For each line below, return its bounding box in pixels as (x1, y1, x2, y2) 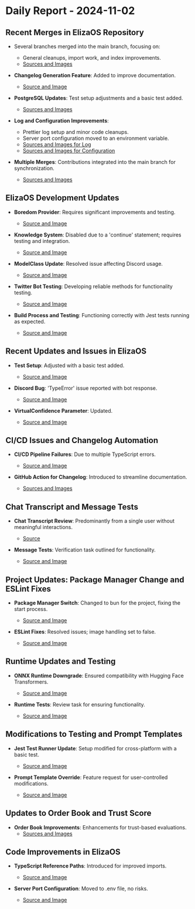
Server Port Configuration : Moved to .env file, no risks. (13, 885, 149, 892)
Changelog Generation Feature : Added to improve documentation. (13, 72, 176, 78)
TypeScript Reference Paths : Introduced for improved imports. (13, 862, 167, 870)
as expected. (13, 318, 46, 325)
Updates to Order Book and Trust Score (5, 808, 152, 818)
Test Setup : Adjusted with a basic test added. (13, 362, 125, 369)
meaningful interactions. (13, 524, 73, 531)
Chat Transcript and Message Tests (5, 502, 139, 512)
